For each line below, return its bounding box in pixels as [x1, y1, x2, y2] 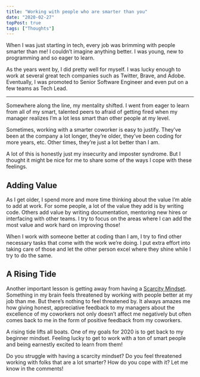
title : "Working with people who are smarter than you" [6, 8, 148, 15]
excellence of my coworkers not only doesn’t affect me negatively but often [6, 310, 192, 317]
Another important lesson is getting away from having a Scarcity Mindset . [6, 285, 187, 292]
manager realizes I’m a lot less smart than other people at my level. [6, 114, 170, 122]
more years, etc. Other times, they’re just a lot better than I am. [6, 139, 160, 146]
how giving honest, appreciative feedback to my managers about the [6, 304, 175, 311]
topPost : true [6, 20, 42, 26]
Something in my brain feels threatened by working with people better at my [6, 291, 193, 298]
